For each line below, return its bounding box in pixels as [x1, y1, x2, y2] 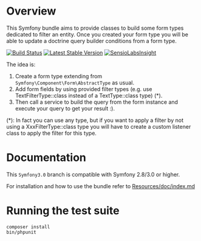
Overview [6, 4, 56, 18]
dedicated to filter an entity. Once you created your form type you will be [6, 30, 188, 38]
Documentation [6, 151, 87, 165]
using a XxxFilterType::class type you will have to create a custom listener [6, 123, 191, 130]
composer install [6, 223, 50, 230]
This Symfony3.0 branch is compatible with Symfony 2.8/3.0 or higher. [6, 171, 180, 178]
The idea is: [6, 61, 36, 68]
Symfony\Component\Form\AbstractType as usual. [15, 79, 135, 86]
